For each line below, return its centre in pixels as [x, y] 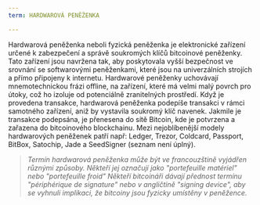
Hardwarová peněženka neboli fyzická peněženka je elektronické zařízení [127, 45]
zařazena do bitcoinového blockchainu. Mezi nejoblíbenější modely [116, 128]
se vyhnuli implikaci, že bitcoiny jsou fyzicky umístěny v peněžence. [137, 192]
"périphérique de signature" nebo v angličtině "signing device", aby [136, 184]
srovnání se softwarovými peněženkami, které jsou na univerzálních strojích [130, 69]
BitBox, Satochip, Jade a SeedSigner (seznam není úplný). [102, 144]
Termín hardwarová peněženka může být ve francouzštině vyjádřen [137, 159]
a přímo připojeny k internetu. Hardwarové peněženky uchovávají [114, 77]
